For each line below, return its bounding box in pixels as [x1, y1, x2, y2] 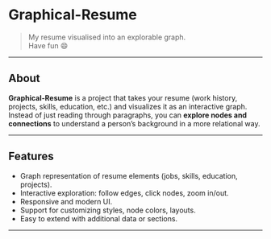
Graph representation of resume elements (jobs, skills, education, [19, 171, 238, 180]
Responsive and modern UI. [19, 196, 113, 206]
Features [8, 150, 54, 163]
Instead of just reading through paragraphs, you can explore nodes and [8, 110, 248, 120]
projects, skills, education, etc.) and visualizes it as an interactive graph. [8, 101, 248, 111]
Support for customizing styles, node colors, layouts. [19, 205, 196, 215]
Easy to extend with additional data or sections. [19, 213, 178, 223]
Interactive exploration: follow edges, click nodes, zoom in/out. [19, 187, 229, 198]
